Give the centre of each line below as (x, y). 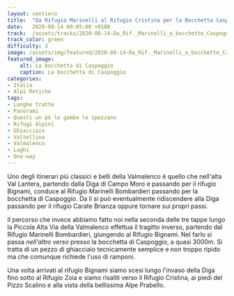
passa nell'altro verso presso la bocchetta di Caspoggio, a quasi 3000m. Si (115, 242)
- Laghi (18, 150)
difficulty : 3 (28, 46)
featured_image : (31, 59)
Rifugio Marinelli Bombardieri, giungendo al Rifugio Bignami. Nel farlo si (110, 234)
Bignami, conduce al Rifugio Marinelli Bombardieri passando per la (103, 191)
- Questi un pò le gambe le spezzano (62, 117)
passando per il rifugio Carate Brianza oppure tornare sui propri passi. (108, 206)
